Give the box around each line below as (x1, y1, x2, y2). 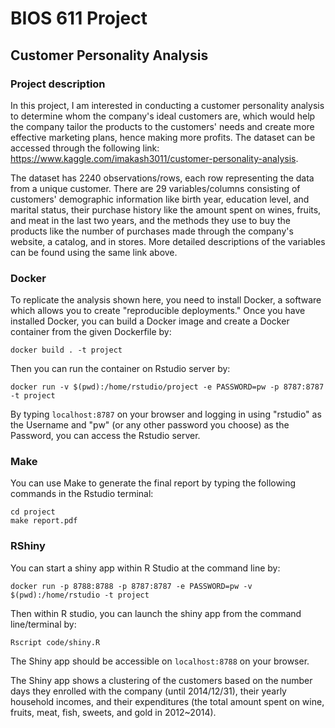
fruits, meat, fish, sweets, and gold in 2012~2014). (10, 706, 217, 718)
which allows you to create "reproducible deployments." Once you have (10, 305, 306, 317)
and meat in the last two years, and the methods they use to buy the (10, 214, 291, 226)
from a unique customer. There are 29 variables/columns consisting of (10, 182, 301, 194)
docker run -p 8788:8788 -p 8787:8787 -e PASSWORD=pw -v (10, 581, 253, 591)
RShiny (10, 539, 46, 553)
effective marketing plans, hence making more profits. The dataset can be (10, 131, 316, 143)
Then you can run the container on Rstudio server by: (10, 363, 231, 375)
